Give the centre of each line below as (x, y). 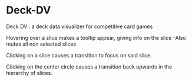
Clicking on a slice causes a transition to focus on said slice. (79, 55)
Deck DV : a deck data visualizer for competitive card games (80, 26)
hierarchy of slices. (29, 73)
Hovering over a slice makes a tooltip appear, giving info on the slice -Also (96, 37)
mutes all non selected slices (41, 44)
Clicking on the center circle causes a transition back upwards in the (89, 66)
